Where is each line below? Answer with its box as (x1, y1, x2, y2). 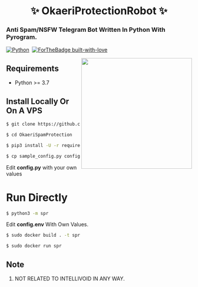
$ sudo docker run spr (6, 243, 62, 249)
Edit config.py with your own (6, 164, 77, 171)
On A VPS (6, 105, 42, 116)
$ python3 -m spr (6, 210, 49, 216)
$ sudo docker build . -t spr (6, 232, 81, 239)
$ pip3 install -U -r (6, 142, 60, 148)
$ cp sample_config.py (6, 153, 62, 159)
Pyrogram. (6, 33, 37, 41)
